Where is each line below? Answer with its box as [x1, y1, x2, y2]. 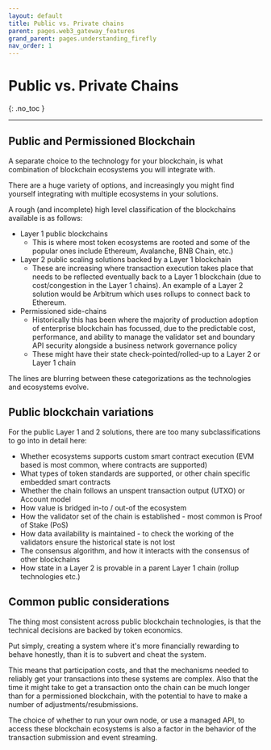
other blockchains [19, 554, 81, 564]
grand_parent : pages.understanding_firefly [8, 34, 157, 43]
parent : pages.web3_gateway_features [8, 27, 135, 35]
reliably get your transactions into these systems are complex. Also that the [8, 673, 259, 684]
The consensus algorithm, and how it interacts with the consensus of [19, 545, 250, 555]
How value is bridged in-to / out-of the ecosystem [19, 502, 187, 512]
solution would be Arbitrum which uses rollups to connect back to [31, 289, 251, 299]
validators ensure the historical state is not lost [19, 537, 176, 547]
